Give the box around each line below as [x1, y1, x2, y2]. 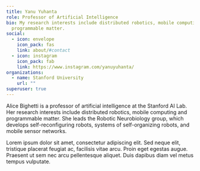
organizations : [6, 69, 44, 75]
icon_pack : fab [17, 58, 55, 64]
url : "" [17, 81, 36, 87]
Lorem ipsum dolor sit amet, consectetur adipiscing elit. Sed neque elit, [6, 139, 180, 146]
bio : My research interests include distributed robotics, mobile [6, 20, 174, 26]
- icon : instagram [11, 53, 58, 59]
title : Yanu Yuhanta [6, 8, 58, 15]
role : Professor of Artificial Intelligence [6, 14, 118, 20]
